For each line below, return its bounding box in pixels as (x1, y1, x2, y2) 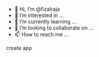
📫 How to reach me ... (14, 31, 69, 38)
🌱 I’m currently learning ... (14, 18, 77, 25)
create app (6, 45, 32, 51)
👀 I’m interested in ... (14, 12, 64, 19)
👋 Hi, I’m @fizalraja (14, 6, 60, 12)
